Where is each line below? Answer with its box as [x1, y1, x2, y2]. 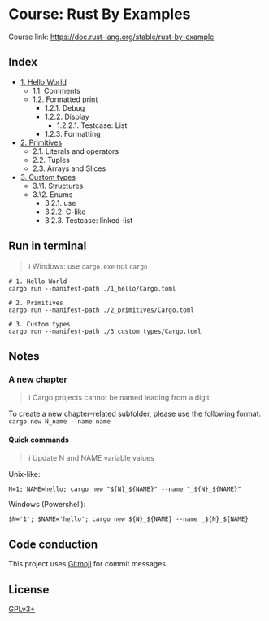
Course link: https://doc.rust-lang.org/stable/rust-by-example [8, 32, 215, 42]
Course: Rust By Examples [8, 5, 191, 24]
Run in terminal [8, 239, 87, 253]
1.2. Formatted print [32, 94, 98, 104]
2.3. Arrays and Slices [32, 164, 106, 173]
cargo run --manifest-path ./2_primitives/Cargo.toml [8, 306, 195, 314]
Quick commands [8, 435, 69, 444]
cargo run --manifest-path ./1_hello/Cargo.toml [8, 284, 176, 293]
